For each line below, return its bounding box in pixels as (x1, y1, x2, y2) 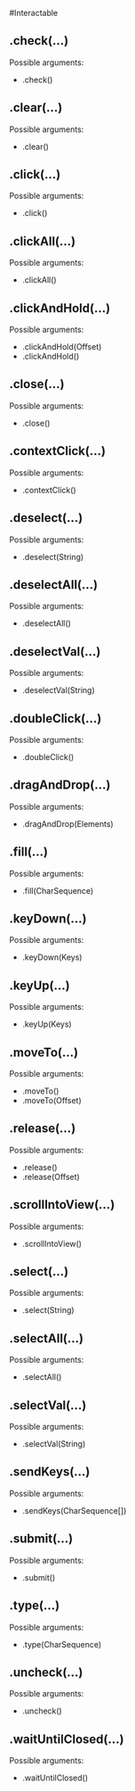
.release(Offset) (21, 1171, 80, 1182)
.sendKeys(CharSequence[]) (21, 1505, 127, 1515)
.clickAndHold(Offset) (21, 342, 102, 352)
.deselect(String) (21, 551, 84, 562)
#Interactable (9, 8, 59, 18)
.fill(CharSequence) (21, 885, 94, 895)
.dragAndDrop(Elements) (21, 818, 114, 829)
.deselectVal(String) (21, 685, 95, 696)
